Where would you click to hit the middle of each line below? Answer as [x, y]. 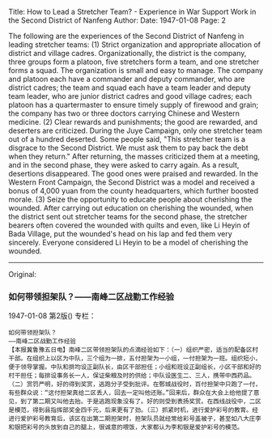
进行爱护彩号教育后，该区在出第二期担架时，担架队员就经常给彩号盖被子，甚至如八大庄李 [135, 419]
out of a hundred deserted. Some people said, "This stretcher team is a [127, 139]
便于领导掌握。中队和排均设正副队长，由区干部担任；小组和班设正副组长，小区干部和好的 [135, 368]
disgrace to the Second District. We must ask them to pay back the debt [128, 148]
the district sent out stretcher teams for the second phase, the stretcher [128, 217]
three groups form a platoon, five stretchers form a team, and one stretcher [134, 62]
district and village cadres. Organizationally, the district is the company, [127, 53]
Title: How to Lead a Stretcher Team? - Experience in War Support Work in [132, 12]
